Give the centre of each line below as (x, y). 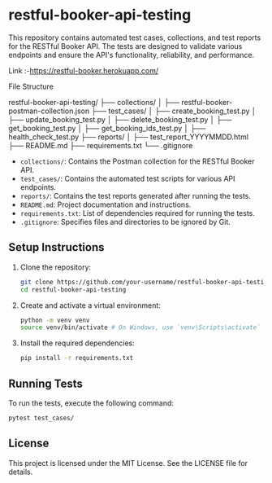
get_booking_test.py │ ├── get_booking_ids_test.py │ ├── (107, 128)
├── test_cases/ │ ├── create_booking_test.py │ (174, 111)
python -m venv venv (55, 320)
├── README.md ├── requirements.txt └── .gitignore (101, 145)
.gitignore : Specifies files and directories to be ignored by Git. (125, 222)
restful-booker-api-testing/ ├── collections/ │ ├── (94, 102)
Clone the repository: (56, 267)
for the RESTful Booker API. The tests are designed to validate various (125, 46)
